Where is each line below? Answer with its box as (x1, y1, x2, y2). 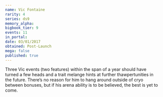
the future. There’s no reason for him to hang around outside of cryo (5, 77, 144, 83)
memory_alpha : (5, 21, 34, 26)
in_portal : (5, 35, 28, 40)
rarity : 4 (5, 12, 26, 17)
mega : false (5, 48, 30, 53)
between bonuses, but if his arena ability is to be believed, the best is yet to (5, 82, 159, 88)
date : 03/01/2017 (5, 39, 41, 44)
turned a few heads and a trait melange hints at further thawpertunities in (5, 72, 154, 78)
